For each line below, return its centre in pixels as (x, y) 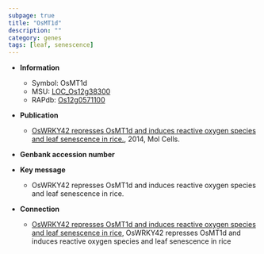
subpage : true (32, 15)
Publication (39, 115)
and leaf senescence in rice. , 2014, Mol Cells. (105, 139)
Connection (39, 209)
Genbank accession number (67, 155)
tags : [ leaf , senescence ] (51, 45)
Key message (42, 170)
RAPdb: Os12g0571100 (68, 100)
